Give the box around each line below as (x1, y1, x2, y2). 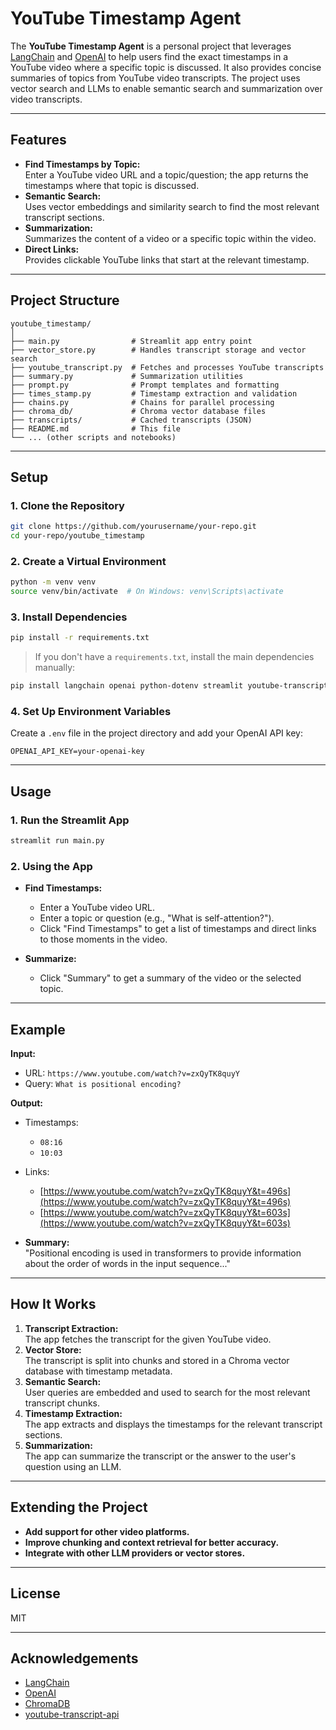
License (10, 1585, 61, 1602)
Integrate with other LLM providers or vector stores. (24, 1547, 246, 1559)
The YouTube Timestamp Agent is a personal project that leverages (10, 40, 292, 52)
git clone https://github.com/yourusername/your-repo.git (10, 522, 257, 532)
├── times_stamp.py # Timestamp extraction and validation (10, 388, 298, 399)
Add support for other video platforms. (24, 1525, 190, 1537)
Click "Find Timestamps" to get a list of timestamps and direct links (39, 923, 317, 935)
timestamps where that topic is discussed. (24, 179, 200, 191)
